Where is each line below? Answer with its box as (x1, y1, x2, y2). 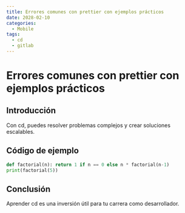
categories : (6, 20, 36, 26)
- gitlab (12, 43, 34, 49)
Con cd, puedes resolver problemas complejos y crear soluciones (6, 122, 171, 129)
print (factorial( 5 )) (6, 167, 59, 173)
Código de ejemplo (6, 146, 79, 156)
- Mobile (12, 25, 34, 32)
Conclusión (6, 184, 51, 194)
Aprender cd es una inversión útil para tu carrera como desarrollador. (6, 200, 180, 208)
